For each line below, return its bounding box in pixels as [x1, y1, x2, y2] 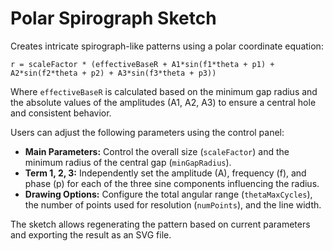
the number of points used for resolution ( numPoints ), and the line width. [24, 198, 322, 211]
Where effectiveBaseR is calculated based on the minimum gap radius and [10, 85, 318, 97]
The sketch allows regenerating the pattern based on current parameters [10, 218, 311, 230]
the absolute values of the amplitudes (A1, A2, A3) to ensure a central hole [10, 96, 317, 108]
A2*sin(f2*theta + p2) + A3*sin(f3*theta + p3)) [10, 68, 217, 78]
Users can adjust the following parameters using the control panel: [10, 126, 285, 138]
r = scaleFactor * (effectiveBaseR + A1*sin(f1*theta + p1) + [10, 59, 275, 69]
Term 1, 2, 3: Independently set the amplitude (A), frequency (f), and [24, 167, 307, 179]
